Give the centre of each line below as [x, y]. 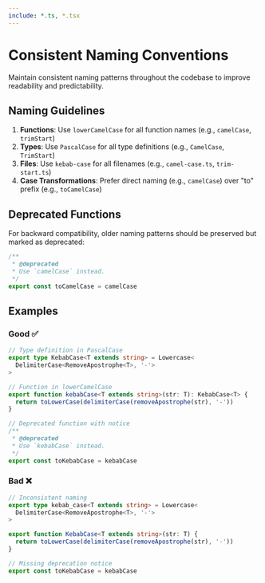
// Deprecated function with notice [69, 423]
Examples [33, 311]
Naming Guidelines [57, 110]
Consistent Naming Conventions [119, 55]
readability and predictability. [56, 85]
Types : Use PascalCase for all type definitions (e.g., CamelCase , [122, 147]
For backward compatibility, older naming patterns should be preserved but [132, 234]
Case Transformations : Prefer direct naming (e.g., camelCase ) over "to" [136, 181]
